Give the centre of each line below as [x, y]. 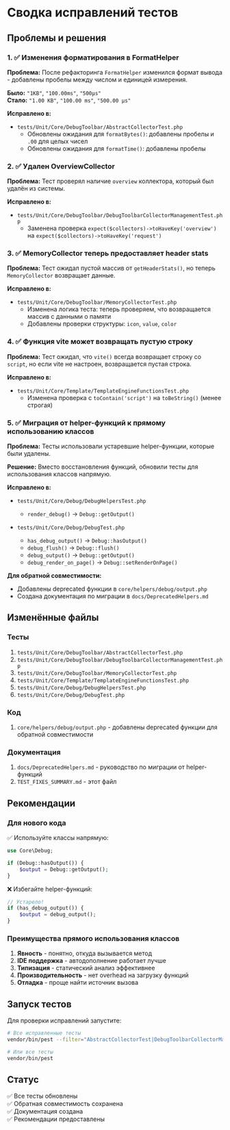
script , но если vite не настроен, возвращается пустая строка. [99, 364]
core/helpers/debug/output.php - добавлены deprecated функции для [117, 727]
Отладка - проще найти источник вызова [78, 983]
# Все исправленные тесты [44, 1033]
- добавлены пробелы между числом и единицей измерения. [97, 79]
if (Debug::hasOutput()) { [46, 863]
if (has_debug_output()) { [46, 908]
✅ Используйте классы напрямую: [58, 838]
